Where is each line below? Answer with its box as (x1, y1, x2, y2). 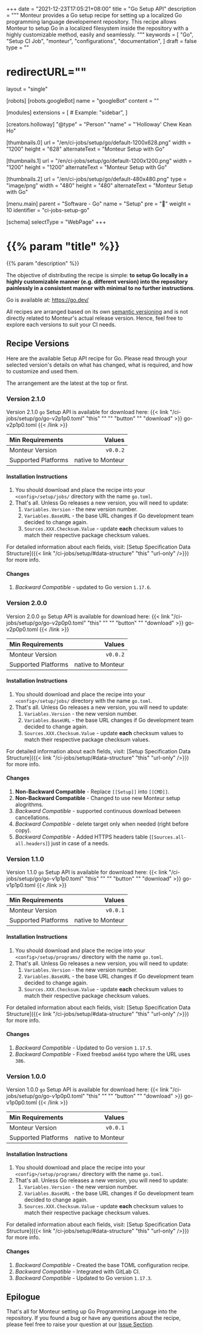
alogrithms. (15, 801, 44, 808)
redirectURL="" (6, 65, 87, 79)
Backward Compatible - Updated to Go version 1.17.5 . (15, 1044, 153, 1051)
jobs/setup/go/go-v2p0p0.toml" (6, 619, 87, 626)
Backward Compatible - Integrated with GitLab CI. (15, 1268, 141, 1275)
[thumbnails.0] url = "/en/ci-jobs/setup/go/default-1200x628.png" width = (6, 139, 191, 146)
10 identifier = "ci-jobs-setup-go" (6, 206, 90, 213)
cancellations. (15, 814, 50, 821)
